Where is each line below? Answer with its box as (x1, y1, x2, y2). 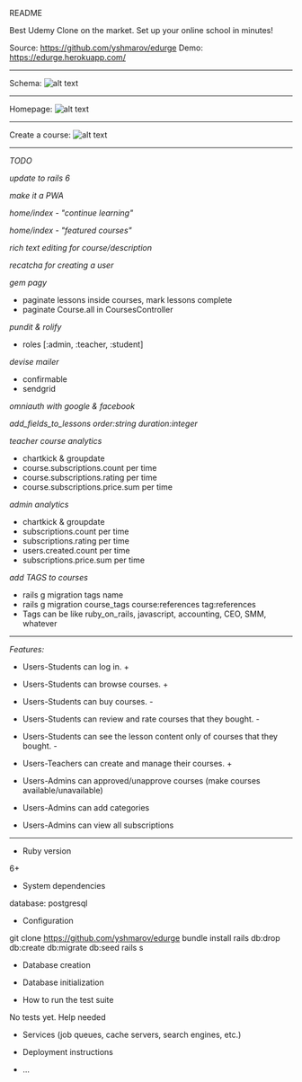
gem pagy (9, 278, 48, 288)
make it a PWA (9, 191, 65, 200)
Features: (9, 644, 45, 654)
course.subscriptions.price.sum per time (22, 482, 173, 492)
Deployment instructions (22, 1047, 114, 1057)
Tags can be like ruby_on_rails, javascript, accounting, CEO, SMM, (22, 608, 267, 619)
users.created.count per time (22, 545, 130, 555)
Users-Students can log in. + (22, 661, 129, 672)
